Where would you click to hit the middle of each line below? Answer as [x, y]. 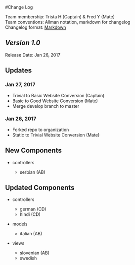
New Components [33, 151]
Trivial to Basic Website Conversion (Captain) [58, 95]
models [20, 224]
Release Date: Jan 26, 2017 [33, 55]
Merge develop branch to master [46, 106]
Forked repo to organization [41, 130]
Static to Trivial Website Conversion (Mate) [56, 135]
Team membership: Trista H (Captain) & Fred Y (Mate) [60, 17]
